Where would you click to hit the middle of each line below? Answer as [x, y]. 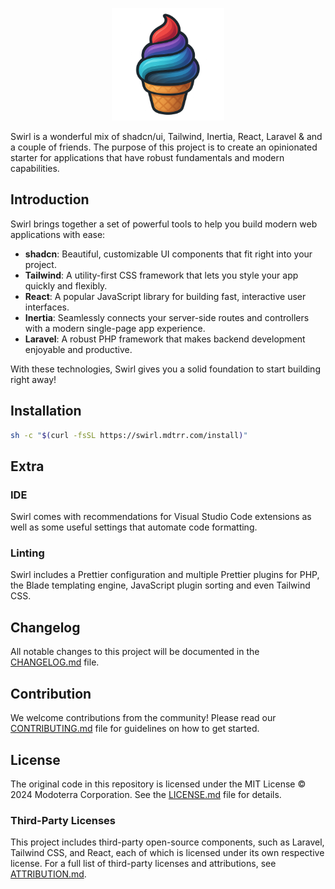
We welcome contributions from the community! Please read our [143, 718]
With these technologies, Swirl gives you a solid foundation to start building [165, 369]
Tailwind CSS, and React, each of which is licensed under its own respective [167, 853]
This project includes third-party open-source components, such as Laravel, [167, 842]
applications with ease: [58, 234]
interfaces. [47, 307]
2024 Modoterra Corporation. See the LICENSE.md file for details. [146, 794]
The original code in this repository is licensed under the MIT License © [158, 784]
